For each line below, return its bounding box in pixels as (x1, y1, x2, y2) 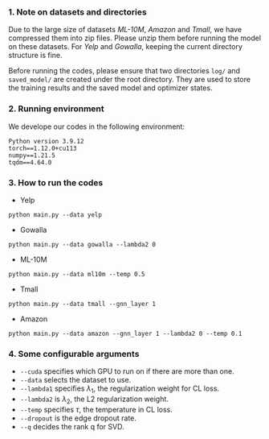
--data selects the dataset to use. (19, 375, 132, 385)
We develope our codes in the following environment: (8, 122, 185, 131)
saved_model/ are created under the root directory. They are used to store (8, 75, 251, 85)
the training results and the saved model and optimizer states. (8, 83, 213, 93)
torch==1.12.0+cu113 (8, 144, 78, 152)
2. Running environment (8, 103, 104, 114)
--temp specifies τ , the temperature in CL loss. (19, 404, 173, 414)
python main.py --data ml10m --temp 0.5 (8, 270, 146, 278)
